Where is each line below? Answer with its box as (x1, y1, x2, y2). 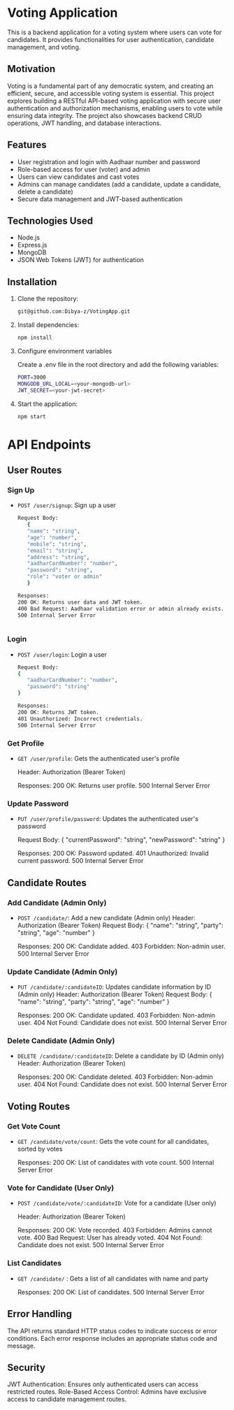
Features (7, 139, 47, 151)
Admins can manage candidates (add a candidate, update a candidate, (17, 180, 221, 188)
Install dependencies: (17, 321, 80, 329)
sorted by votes (17, 1144, 63, 1154)
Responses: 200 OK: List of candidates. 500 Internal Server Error (17, 1288, 205, 1296)
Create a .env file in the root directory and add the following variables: (17, 360, 219, 368)
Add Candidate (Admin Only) (7, 898, 107, 908)
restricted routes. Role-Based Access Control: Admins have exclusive (7, 1388, 207, 1396)
